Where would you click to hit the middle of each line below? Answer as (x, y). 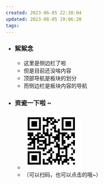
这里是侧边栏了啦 (45, 63)
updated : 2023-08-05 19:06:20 (44, 19)
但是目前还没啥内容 (47, 70)
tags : (12, 25)
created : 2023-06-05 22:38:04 (44, 13)
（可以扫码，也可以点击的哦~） (62, 174)
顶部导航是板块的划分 (50, 78)
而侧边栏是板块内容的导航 (55, 85)
